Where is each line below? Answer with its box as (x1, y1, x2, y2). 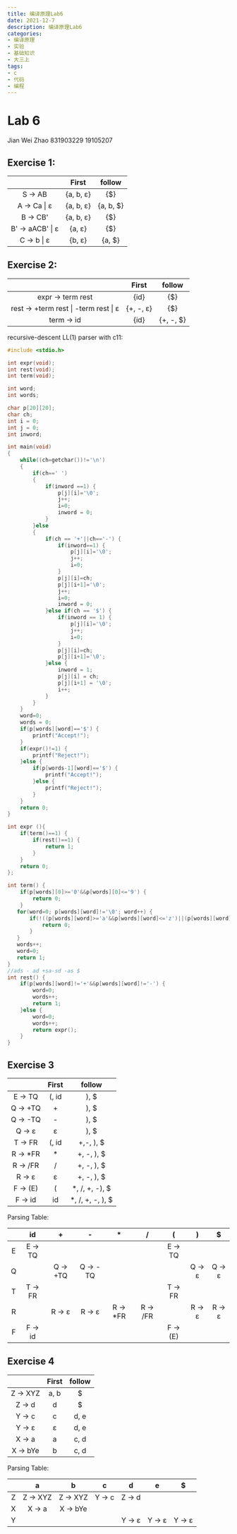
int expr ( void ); (7, 359, 55, 367)
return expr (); (32, 1026, 78, 1033)
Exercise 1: (7, 157, 56, 169)
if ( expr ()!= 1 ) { (20, 745, 68, 752)
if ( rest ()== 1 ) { (32, 836, 80, 844)
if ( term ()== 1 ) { (20, 830, 68, 837)
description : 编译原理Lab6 (7, 23, 83, 30)
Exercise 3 (7, 1059, 54, 1071)
